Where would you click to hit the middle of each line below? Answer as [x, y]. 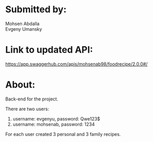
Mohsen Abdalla [23, 24]
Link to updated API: [49, 50]
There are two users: [27, 109]
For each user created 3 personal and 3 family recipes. [63, 134]
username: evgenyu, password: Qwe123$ [57, 118]
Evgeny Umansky [24, 29]
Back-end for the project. [32, 99]
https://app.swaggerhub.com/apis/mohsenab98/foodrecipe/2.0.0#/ [76, 64]
